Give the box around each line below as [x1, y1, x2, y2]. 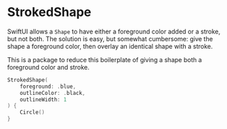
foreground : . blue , [19, 83, 77, 90]
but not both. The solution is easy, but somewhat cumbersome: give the [7, 34, 214, 43]
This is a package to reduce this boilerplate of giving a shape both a [7, 55, 202, 63]
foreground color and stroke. [7, 63, 90, 71]
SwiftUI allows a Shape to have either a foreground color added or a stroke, [7, 27, 221, 36]
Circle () [19, 109, 45, 116]
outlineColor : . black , [19, 89, 86, 96]
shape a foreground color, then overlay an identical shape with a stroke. [7, 42, 213, 50]
